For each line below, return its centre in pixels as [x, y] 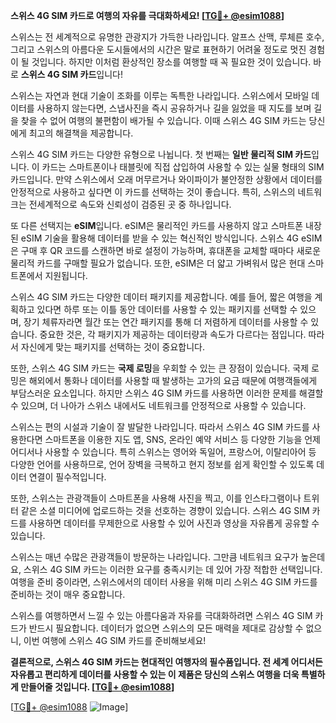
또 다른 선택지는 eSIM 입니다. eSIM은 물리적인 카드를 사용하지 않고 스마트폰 [157, 225]
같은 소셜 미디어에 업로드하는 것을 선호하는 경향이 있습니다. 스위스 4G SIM [165, 510]
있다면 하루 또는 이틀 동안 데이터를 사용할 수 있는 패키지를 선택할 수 [167, 309]
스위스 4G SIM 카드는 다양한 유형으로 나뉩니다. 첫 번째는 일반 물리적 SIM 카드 [161, 154]
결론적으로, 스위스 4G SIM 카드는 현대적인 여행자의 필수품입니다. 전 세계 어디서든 [166, 662]
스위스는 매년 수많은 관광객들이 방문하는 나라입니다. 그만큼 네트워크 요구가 [154, 557]
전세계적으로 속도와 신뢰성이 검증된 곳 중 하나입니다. [130, 204]
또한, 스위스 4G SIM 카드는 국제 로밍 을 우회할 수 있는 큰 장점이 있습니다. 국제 [160, 368]
